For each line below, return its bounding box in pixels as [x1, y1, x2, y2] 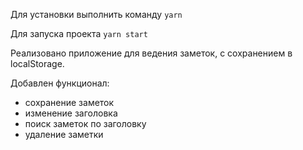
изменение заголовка [24, 107, 118, 119]
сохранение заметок [24, 97, 115, 108]
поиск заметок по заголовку [24, 118, 147, 129]
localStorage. [10, 58, 65, 69]
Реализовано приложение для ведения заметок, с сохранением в [10, 47, 293, 59]
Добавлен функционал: [10, 77, 110, 89]
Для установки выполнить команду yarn [10, 9, 183, 20]
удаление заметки [24, 129, 104, 140]
